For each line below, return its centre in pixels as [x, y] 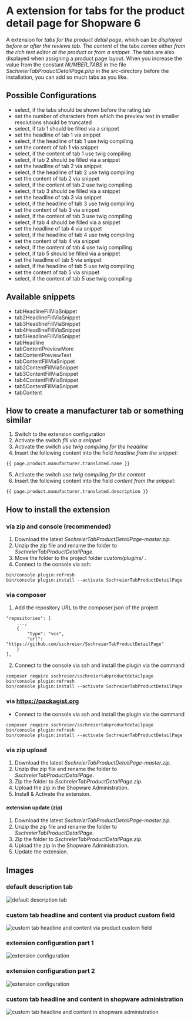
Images [20, 870]
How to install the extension [58, 510]
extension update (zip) [34, 808]
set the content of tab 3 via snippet [57, 209]
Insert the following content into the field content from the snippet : [95, 481]
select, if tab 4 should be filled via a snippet [67, 222]
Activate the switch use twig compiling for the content [80, 475]
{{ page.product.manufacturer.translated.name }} [68, 464]
